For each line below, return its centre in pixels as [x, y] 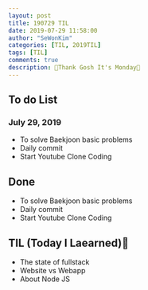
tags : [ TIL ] [28, 53]
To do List [33, 100]
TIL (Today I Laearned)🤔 [69, 243]
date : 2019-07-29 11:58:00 [53, 30]
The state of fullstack [55, 262]
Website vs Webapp [53, 271]
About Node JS [45, 279]
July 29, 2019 [35, 123]
